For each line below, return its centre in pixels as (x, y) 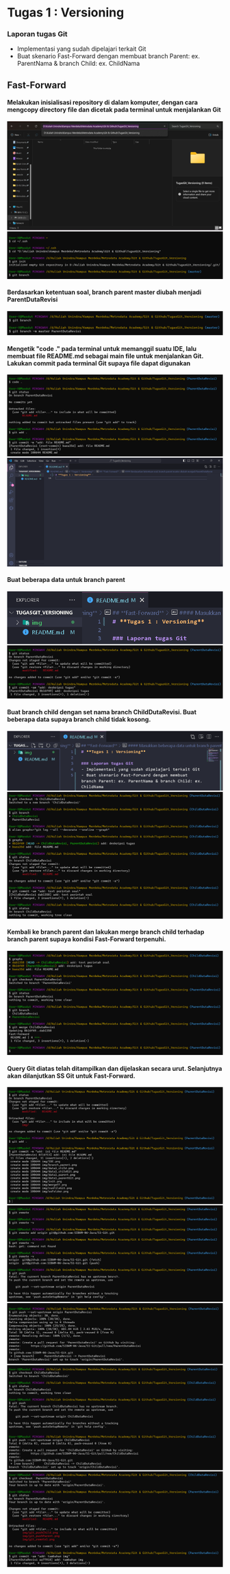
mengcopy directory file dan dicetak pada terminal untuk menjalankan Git (114, 110)
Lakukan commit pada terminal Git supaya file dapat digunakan (99, 363)
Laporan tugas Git (37, 34)
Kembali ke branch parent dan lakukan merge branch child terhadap (106, 932)
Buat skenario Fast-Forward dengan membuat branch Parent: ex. (108, 56)
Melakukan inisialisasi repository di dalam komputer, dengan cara (103, 102)
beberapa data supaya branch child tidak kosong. (79, 719)
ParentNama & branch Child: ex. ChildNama (78, 64)
